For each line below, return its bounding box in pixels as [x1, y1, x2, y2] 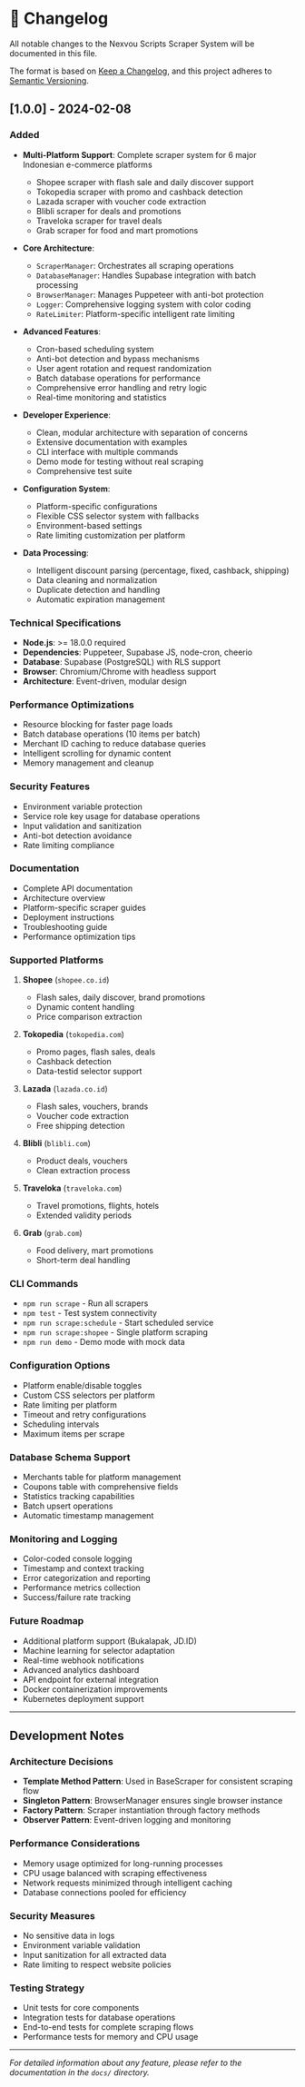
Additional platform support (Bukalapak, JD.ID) [22, 1635, 197, 1647]
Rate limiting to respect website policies [22, 1959, 172, 1970]
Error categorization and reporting [22, 1573, 152, 1584]
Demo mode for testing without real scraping [35, 456, 204, 467]
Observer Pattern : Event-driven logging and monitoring [22, 1815, 231, 1825]
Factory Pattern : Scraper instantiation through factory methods [22, 1805, 261, 1815]
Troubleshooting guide [22, 921, 108, 932]
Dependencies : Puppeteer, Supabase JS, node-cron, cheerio [22, 647, 253, 658]
